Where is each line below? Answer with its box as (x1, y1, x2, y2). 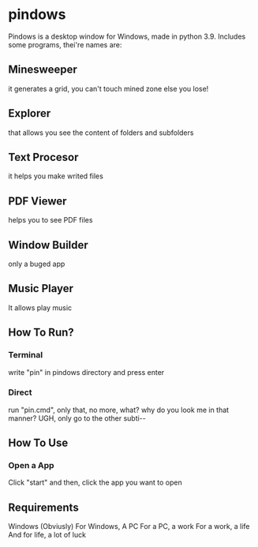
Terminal (8, 350, 43, 361)
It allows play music (8, 302, 73, 313)
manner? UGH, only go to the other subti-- (8, 413, 146, 423)
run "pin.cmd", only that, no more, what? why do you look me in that (8, 405, 230, 414)
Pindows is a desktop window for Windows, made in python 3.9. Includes (8, 32, 246, 41)
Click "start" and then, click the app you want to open (8, 478, 183, 487)
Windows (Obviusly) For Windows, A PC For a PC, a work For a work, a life (8, 522, 250, 531)
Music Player (8, 282, 73, 295)
